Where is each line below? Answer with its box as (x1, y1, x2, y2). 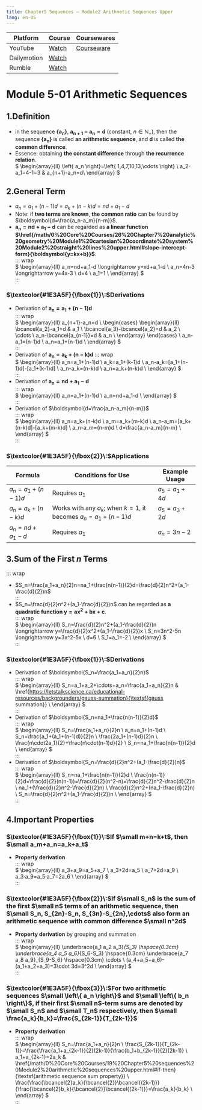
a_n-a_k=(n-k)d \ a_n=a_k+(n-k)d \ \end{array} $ (60, 365, 182, 372)
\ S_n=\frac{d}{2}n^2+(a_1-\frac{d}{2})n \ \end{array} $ (14, 791, 152, 798)
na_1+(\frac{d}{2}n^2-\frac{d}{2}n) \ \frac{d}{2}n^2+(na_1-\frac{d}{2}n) (18, 784, 195, 791)
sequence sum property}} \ (61, 1073, 129, 1080)
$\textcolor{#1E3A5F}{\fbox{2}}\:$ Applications (6, 452, 149, 460)
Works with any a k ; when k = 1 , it (52, 504, 146, 513)
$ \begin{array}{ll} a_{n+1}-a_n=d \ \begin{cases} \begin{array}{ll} (14, 319, 180, 326)
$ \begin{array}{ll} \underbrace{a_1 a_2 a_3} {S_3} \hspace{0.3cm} (14, 944, 179, 951)
